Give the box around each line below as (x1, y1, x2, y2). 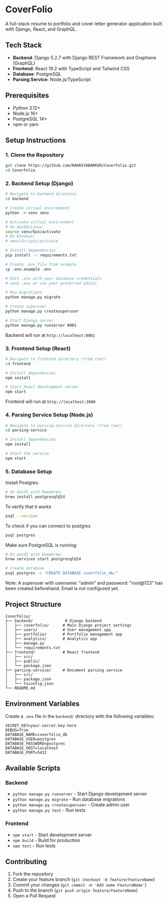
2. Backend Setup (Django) (5, 179, 73, 187)
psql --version (5, 513, 38, 518)
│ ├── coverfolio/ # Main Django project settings (5, 623, 132, 628)
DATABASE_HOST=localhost (5, 745, 58, 751)
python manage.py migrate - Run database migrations (12, 796, 125, 802)
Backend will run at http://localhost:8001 (5, 332, 95, 338)
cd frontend (5, 361, 31, 366)
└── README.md (5, 686, 36, 691)
